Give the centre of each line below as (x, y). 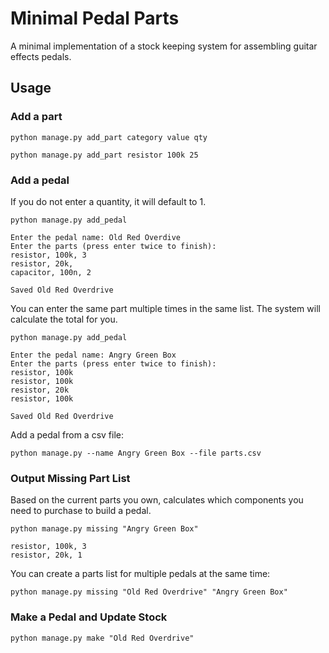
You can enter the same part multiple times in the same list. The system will (165, 308)
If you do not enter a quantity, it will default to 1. (108, 201)
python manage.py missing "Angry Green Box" (104, 529)
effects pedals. (41, 56)
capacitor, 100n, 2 (51, 272)
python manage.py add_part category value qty (109, 137)
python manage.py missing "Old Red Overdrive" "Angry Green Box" (149, 592)
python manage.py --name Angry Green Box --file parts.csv (136, 453)
